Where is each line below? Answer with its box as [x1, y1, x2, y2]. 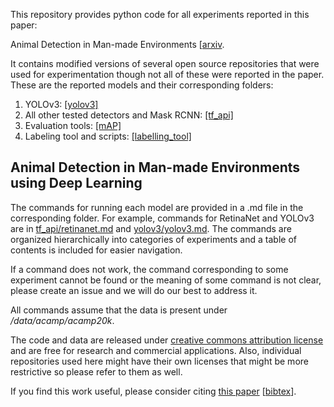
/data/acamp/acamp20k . [10, 314, 115, 326]
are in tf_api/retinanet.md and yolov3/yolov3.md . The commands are [10, 222, 292, 234]
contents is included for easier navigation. [10, 244, 183, 256]
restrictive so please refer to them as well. [10, 365, 183, 378]
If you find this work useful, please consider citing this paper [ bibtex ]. [10, 385, 297, 397]
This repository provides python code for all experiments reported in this [10, 9, 310, 20]
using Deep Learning [10, 175, 143, 192]
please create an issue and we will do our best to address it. [10, 284, 258, 296]
